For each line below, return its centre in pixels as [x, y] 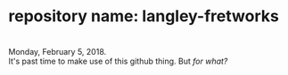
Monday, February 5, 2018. [58, 52]
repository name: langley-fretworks [144, 16]
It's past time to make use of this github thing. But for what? [118, 61]
